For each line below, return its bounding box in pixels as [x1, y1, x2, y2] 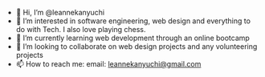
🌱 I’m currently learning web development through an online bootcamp [15, 33, 251, 43]
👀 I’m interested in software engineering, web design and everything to [15, 16, 251, 26]
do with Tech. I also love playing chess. [15, 25, 146, 34]
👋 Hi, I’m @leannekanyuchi [15, 8, 105, 17]
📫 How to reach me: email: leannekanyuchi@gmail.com [15, 59, 202, 68]
